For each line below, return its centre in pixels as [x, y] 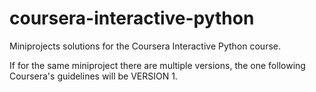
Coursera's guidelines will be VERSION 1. [93, 76]
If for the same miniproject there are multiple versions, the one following [157, 65]
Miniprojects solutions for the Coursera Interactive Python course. [145, 46]
